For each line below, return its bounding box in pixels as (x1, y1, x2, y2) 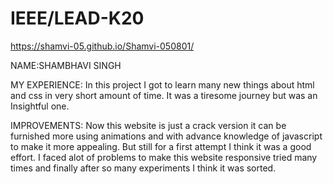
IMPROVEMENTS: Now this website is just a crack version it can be (10, 119, 287, 131)
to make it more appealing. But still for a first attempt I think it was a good (10, 140, 312, 152)
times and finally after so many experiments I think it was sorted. (10, 162, 277, 174)
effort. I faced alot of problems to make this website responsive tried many (10, 151, 318, 163)
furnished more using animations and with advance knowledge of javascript (10, 130, 323, 142)
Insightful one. (10, 100, 70, 112)
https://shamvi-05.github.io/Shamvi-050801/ (10, 40, 195, 52)
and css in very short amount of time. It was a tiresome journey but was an (10, 89, 318, 101)
